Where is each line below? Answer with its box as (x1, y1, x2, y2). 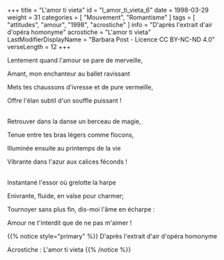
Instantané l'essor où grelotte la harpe (7, 178, 116, 187)
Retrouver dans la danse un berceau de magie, (7, 117, 141, 125)
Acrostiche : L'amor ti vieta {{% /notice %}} (7, 245, 131, 254)
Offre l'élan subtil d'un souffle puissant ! (7, 96, 122, 105)
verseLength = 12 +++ (7, 43, 71, 51)
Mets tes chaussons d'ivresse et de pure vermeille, (7, 83, 154, 91)
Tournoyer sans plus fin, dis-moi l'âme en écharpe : (7, 205, 155, 214)
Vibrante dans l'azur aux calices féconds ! (7, 157, 127, 166)
